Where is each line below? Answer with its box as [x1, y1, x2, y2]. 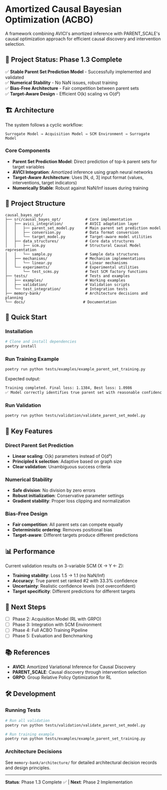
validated [5, 74, 24, 80]
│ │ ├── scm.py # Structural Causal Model [5, 243, 141, 248]
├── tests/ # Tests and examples [5, 273, 130, 278]
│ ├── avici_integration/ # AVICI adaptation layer [5, 221, 139, 226]
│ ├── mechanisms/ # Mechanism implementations [5, 256, 146, 261]
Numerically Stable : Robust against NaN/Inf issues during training [12, 185, 149, 191]
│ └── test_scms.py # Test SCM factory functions [5, 269, 148, 274]
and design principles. [5, 765, 51, 771]
